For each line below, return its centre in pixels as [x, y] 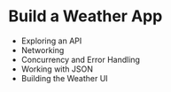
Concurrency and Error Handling [81, 59]
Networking [43, 50]
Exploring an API [51, 41]
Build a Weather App [85, 16]
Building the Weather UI [64, 78]
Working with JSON [57, 69]
